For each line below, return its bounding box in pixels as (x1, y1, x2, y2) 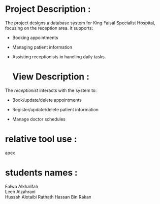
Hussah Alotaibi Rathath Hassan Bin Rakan (5, 194, 92, 200)
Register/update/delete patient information (12, 106, 98, 112)
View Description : (12, 71, 90, 82)
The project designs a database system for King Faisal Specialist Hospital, (5, 20, 156, 26)
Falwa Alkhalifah (5, 183, 38, 189)
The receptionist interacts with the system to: (5, 87, 97, 93)
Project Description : (5, 3, 91, 15)
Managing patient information (12, 44, 72, 50)
